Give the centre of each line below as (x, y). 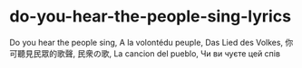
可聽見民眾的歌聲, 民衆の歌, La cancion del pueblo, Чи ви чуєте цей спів (145, 53)
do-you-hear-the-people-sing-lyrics (151, 17)
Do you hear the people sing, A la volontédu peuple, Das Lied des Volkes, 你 (151, 42)
